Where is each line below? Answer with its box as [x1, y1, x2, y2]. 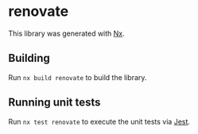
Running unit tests [8, 96, 101, 109]
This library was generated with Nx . [8, 29, 125, 38]
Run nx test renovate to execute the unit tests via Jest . [8, 117, 191, 126]
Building [8, 52, 50, 65]
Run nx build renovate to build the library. [8, 72, 147, 82]
